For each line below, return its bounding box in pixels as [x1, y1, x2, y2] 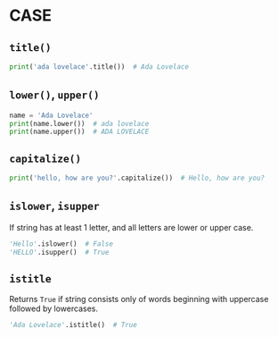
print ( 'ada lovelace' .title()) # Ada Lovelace [9, 63, 190, 72]
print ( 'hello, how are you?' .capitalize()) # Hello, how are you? [9, 173, 266, 183]
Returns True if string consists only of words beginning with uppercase [9, 294, 269, 305]
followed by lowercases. [9, 303, 98, 314]
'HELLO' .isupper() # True [9, 248, 110, 257]
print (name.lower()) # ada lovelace [9, 119, 150, 128]
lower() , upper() [9, 87, 100, 103]
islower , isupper [9, 198, 100, 214]
